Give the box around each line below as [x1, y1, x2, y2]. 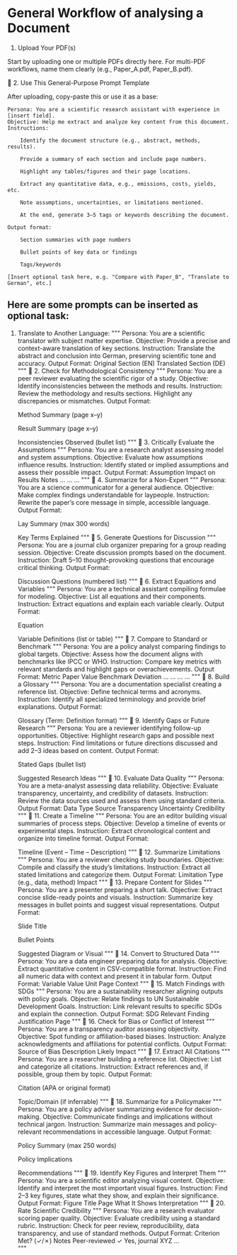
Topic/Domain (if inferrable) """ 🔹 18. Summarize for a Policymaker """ [17, 1097, 222, 1105]
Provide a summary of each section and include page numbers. [20, 155, 207, 162]
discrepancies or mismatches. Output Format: [17, 396, 151, 405]
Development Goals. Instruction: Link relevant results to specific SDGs [17, 1002, 222, 1010]
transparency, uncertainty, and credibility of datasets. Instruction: [17, 788, 209, 797]
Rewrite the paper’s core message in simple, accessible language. [17, 498, 211, 506]
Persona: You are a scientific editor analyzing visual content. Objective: [17, 1176, 225, 1185]
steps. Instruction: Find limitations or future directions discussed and [17, 739, 218, 747]
